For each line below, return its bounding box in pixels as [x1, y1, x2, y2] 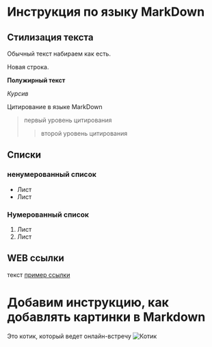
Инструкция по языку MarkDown [7, 4, 205, 20]
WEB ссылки [7, 252, 65, 264]
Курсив [7, 90, 29, 97]
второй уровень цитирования [40, 130, 128, 137]
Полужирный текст [7, 76, 66, 84]
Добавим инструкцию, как [7, 294, 169, 310]
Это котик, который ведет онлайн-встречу [7, 332, 132, 340]
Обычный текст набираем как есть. [7, 49, 111, 58]
